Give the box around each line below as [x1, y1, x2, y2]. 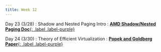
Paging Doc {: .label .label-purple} [5, 26, 75, 32]
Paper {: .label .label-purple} [5, 41, 63, 47]
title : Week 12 [5, 7, 37, 12]
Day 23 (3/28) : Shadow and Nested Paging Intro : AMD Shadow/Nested [5, 21, 156, 27]
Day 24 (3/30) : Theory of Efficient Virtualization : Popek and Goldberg [5, 36, 152, 42]
